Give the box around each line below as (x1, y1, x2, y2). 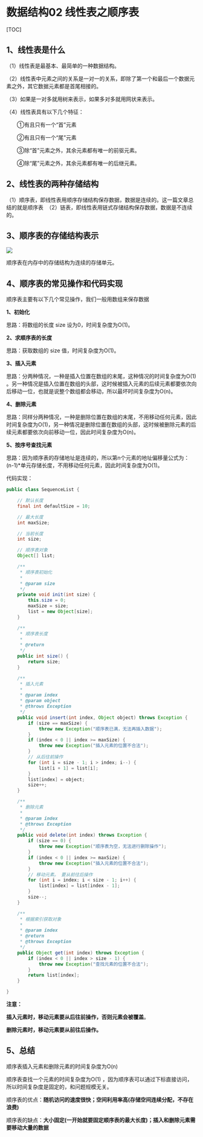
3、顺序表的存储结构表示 (6, 230, 99, 240)
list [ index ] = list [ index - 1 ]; (38, 883, 120, 889)
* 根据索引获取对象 (19, 916, 62, 922)
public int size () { (17, 653, 69, 659)
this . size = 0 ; (28, 597, 66, 604)
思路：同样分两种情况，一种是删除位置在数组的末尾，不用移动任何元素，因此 (6, 413, 197, 420)
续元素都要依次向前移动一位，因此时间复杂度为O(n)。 (6, 428, 140, 436)
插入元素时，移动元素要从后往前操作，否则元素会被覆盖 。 (6, 1013, 149, 1021)
